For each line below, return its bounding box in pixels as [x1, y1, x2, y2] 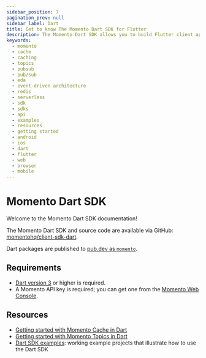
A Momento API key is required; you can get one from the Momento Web [15, 285, 199, 293]
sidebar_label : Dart [6, 20, 59, 26]
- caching [12, 54, 37, 61]
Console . [15, 292, 39, 299]
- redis [12, 89, 32, 95]
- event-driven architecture [12, 83, 86, 89]
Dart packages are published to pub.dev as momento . [6, 245, 138, 253]
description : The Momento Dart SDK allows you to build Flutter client [6, 32, 193, 38]
